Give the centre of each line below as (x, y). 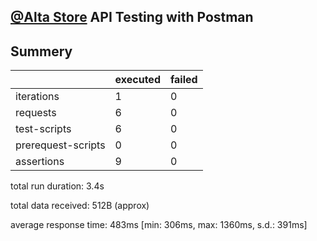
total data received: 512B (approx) (80, 206)
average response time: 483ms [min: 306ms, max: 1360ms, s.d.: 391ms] (159, 225)
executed (137, 80)
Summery (41, 51)
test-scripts (43, 129)
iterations (37, 97)
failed (183, 80)
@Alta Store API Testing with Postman (132, 17)
